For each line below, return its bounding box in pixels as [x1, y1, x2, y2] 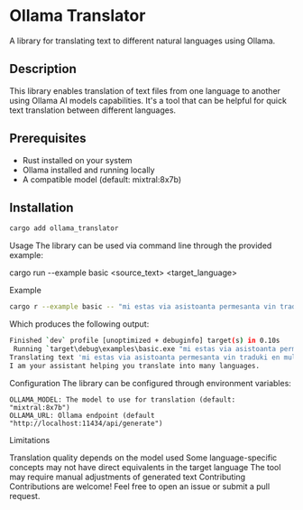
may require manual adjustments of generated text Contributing [9, 471, 246, 482]
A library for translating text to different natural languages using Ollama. [9, 35, 276, 46]
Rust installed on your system [22, 154, 133, 165]
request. [9, 490, 41, 501]
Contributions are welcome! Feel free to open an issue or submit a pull [9, 480, 271, 492]
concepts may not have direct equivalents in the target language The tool [9, 461, 281, 472]
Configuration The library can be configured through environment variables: [9, 377, 291, 388]
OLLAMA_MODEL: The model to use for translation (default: [9, 394, 236, 404]
